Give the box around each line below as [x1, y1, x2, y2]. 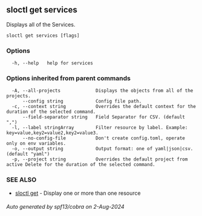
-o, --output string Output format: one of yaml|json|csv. [11, 146, 194, 152]
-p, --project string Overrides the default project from [11, 156, 188, 162]
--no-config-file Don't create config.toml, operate [22, 135, 186, 141]
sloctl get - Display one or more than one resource [15, 189, 141, 197]
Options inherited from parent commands [6, 74, 131, 83]
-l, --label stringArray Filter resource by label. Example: [11, 125, 188, 131]
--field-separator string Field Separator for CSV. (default [22, 114, 186, 120]
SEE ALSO [6, 176, 37, 184]
